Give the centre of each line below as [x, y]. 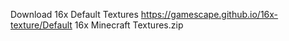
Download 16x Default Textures [74, 14]
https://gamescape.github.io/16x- [209, 14]
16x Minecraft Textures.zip [129, 25]
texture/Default [41, 25]
